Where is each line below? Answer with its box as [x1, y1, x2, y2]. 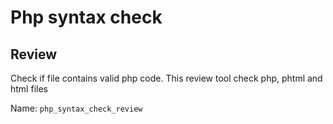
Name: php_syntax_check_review [10, 102, 143, 114]
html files [10, 83, 48, 95]
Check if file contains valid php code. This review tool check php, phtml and [10, 72, 323, 84]
